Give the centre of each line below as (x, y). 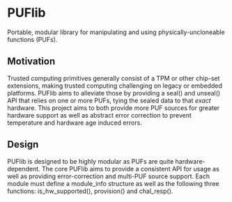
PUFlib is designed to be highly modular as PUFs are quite (91, 161)
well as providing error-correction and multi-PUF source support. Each (109, 176)
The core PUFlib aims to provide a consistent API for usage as (130, 169)
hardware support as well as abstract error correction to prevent (99, 115)
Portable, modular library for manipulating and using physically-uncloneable (116, 32)
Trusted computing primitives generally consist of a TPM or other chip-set (114, 78)
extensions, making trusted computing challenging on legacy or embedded (115, 86)
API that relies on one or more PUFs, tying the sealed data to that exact (109, 100)
